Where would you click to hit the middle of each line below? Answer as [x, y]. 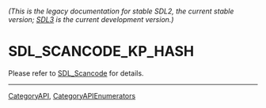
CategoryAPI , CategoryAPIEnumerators [72, 95]
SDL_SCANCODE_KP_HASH [101, 51]
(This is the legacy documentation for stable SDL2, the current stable [121, 11]
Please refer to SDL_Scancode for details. [76, 73]
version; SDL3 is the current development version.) [91, 19]
